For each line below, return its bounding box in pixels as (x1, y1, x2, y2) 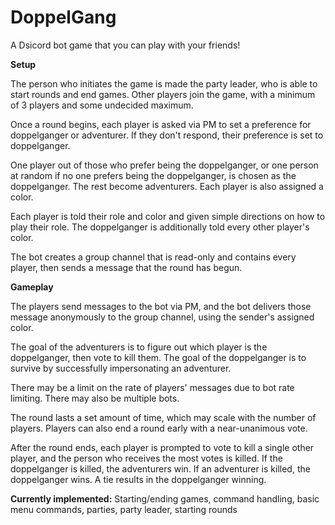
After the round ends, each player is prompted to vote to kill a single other (10, 441, 315, 453)
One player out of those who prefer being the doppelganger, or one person (10, 159, 319, 171)
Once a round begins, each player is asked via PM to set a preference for (10, 118, 312, 130)
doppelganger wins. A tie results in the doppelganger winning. (10, 473, 267, 485)
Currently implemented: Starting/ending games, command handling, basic (10, 492, 320, 505)
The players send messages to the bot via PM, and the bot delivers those (10, 300, 312, 312)
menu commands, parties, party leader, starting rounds (10, 503, 238, 515)
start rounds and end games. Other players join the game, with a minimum (10, 88, 316, 100)
